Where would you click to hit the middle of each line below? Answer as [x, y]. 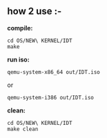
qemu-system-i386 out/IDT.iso [51, 97]
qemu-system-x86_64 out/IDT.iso [53, 72]
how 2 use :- [35, 11]
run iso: [18, 59]
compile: [20, 28]
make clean [23, 129]
